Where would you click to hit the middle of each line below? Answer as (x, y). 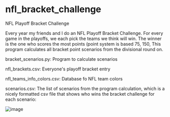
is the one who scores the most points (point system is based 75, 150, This (83, 44)
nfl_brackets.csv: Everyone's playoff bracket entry (58, 69)
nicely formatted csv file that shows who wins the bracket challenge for (80, 94)
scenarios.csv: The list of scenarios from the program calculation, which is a (85, 88)
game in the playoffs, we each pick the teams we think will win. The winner (83, 38)
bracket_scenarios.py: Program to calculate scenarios (61, 59)
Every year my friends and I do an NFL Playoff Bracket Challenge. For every (84, 33)
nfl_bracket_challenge (53, 9)
